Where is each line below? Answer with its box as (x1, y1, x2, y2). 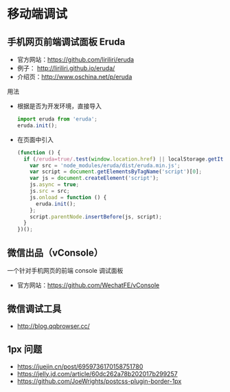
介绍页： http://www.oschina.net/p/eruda (16, 73, 133, 81)
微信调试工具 (7, 303, 62, 315)
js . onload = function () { (30, 194, 107, 200)
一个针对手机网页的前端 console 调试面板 (7, 266, 124, 274)
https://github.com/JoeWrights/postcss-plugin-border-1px (16, 377, 182, 385)
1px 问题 (7, 344, 43, 355)
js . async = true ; (30, 181, 80, 188)
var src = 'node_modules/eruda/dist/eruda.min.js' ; (30, 162, 181, 169)
